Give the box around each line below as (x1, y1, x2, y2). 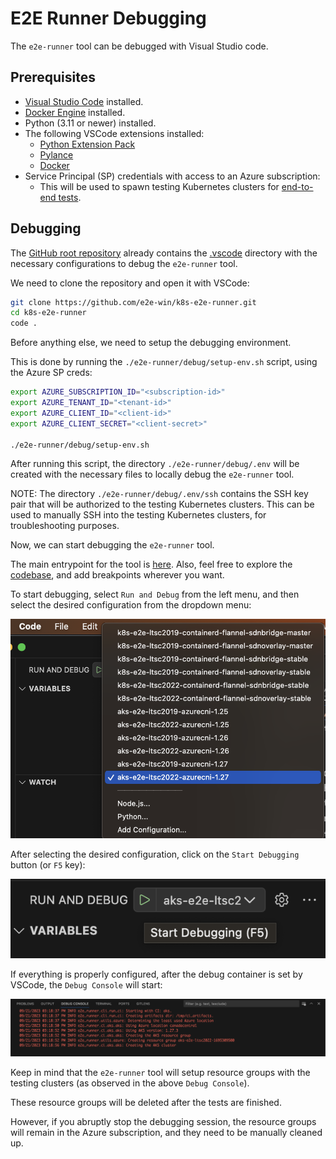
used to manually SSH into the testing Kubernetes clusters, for (10, 509, 267, 521)
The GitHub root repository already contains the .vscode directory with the (10, 247, 318, 259)
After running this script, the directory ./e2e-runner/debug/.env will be (10, 458, 300, 470)
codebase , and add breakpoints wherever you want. (10, 569, 225, 581)
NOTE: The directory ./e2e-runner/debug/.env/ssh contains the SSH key (10, 488, 309, 500)
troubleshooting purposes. (10, 520, 120, 532)
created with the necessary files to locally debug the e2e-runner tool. (10, 468, 295, 481)
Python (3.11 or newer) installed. (24, 117, 157, 129)
